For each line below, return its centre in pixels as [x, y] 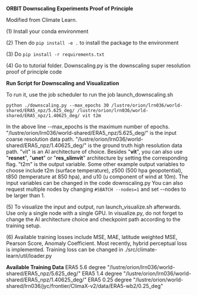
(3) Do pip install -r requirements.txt [55, 54]
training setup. [24, 226]
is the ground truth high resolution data [135, 145]
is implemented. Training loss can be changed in [65, 249]
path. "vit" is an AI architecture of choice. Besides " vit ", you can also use [94, 152]
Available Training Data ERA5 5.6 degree [56, 267]
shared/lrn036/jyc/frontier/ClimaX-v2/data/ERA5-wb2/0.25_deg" [85, 286]
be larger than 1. [26, 195]
